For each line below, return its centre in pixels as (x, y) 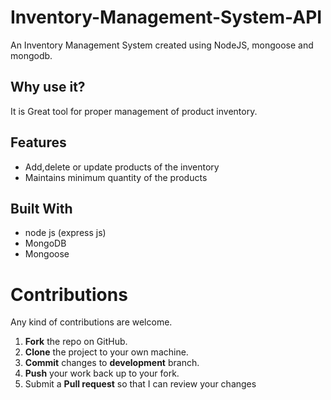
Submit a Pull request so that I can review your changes (140, 384)
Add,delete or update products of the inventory (122, 167)
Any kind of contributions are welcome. (91, 322)
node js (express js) (65, 233)
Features (38, 142)
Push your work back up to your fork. (102, 373)
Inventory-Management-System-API (166, 17)
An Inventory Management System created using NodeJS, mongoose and (162, 45)
